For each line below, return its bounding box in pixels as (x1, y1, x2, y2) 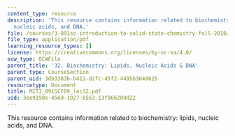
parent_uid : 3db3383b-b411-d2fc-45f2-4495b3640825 (7, 75, 158, 82)
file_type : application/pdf (7, 36, 90, 43)
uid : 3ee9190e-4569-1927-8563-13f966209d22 (7, 95, 136, 102)
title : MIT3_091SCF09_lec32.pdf (7, 88, 101, 95)
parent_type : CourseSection (7, 68, 90, 75)
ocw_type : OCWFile (7, 56, 61, 63)
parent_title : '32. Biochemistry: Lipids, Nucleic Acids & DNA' (7, 62, 199, 69)
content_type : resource (7, 10, 77, 17)
